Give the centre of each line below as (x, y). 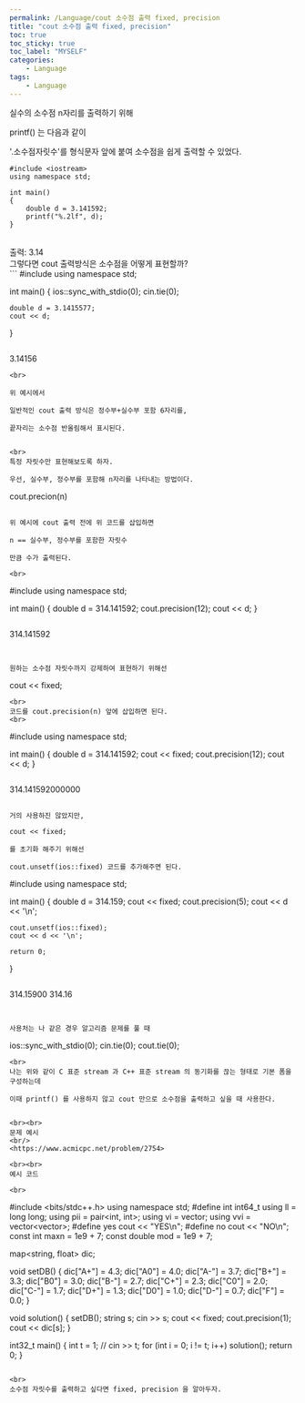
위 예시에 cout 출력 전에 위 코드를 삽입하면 (82, 523)
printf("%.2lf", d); (65, 216)
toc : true (28, 35)
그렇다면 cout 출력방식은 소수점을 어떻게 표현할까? (99, 263)
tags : (20, 77)
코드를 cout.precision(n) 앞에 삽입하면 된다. (89, 711)
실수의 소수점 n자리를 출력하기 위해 (71, 112)
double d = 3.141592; (66, 208)
